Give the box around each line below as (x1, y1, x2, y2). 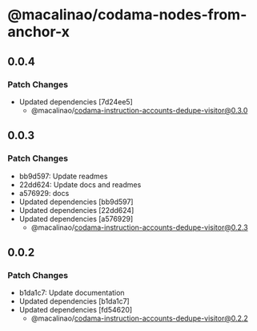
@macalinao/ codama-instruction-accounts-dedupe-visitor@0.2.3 (30, 223, 249, 232)
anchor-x (7, 22, 70, 41)
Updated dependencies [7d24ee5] (18, 96, 133, 106)
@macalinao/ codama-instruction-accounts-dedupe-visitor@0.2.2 (30, 313, 249, 323)
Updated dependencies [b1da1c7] (18, 296, 130, 306)
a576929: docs (18, 188, 70, 198)
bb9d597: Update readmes (18, 171, 108, 181)
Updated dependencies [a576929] (18, 214, 134, 223)
